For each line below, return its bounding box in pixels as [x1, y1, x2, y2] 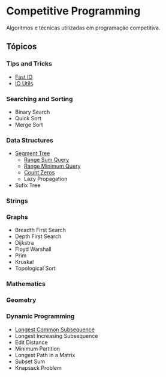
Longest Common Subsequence [14, 326, 95, 333]
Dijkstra [14, 239, 34, 247]
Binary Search [14, 108, 50, 115]
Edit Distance [14, 339, 48, 346]
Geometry [6, 296, 37, 304]
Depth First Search [14, 233, 62, 240]
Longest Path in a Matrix [14, 351, 76, 358]
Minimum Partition [14, 345, 61, 352]
